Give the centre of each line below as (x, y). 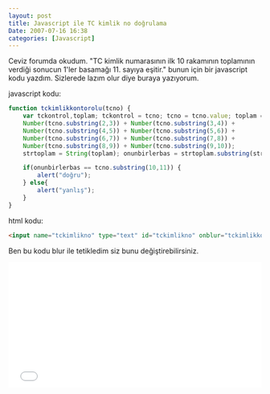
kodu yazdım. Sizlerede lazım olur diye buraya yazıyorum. (104, 78)
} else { (35, 183)
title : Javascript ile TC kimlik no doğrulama (88, 23)
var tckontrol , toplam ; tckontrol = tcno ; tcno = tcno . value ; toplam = (143, 116)
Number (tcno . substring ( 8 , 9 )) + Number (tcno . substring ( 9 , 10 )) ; (129, 146)
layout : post (30, 16)
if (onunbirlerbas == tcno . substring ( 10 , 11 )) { (102, 168)
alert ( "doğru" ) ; (64, 175)
